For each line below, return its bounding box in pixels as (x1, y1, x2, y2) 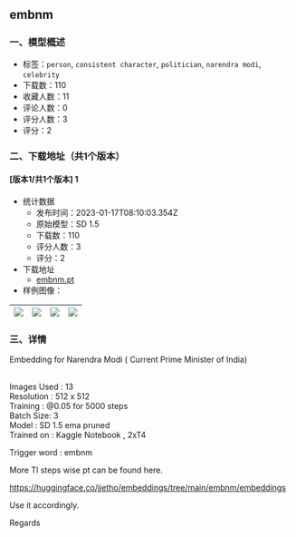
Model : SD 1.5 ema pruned (9, 420, 110, 431)
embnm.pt (35, 274, 75, 285)
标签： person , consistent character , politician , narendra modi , (22, 58, 262, 69)
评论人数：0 (22, 102, 68, 112)
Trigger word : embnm (9, 447, 93, 458)
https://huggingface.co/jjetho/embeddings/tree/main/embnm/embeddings (9, 483, 287, 493)
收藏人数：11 (22, 91, 70, 102)
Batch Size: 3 (9, 410, 59, 421)
